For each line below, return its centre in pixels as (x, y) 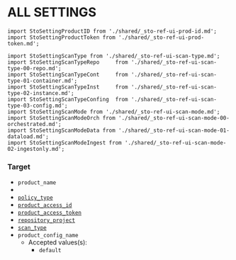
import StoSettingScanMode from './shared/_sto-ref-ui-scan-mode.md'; (114, 112)
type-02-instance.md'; (41, 93)
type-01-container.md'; (43, 81)
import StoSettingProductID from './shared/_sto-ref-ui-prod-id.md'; (112, 31)
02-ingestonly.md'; (36, 149)
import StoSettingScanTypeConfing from (68, 99)
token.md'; (23, 43)
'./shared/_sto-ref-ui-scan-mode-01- (174, 130)
